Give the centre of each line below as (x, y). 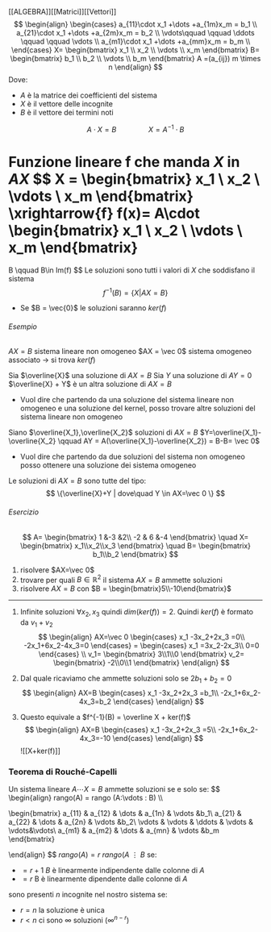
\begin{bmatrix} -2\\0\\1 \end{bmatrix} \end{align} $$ (141, 662)
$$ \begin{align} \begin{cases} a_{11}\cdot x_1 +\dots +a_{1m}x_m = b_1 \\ (135, 24)
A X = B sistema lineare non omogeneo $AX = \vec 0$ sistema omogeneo (130, 352)
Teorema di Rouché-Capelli (63, 772)
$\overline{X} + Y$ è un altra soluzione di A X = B (90, 384)
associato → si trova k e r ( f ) (52, 360)
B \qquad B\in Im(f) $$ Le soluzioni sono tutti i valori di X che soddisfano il (132, 270)
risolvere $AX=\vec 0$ (57, 570)
